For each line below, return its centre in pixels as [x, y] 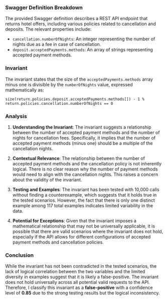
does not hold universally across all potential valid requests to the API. [78, 282]
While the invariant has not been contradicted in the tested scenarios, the [81, 266]
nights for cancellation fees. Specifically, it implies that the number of [84, 138]
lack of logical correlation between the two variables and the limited [75, 272]
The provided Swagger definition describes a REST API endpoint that [76, 19]
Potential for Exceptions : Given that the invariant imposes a [74, 220]
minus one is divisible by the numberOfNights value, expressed [69, 84]
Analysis [16, 116]
